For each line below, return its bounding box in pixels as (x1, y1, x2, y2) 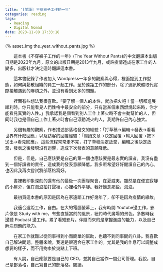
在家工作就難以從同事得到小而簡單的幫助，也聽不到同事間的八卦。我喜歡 (13, 233, 158, 239)
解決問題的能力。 (5, 223, 39, 229)
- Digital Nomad (9, 25, 42, 30)
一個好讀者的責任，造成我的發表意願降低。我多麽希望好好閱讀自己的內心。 (9, 162, 158, 167)
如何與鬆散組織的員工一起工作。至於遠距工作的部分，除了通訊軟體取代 (13, 82, 154, 88)
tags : (5, 16, 16, 21)
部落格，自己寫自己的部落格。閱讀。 (13, 262, 86, 268)
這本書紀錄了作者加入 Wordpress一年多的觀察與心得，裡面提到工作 (13, 76, 147, 81)
